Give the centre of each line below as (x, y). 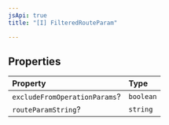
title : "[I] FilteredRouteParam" (63, 23)
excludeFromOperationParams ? (66, 97)
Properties (35, 61)
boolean (143, 97)
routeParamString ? (46, 109)
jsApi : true (28, 15)
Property (29, 83)
